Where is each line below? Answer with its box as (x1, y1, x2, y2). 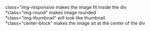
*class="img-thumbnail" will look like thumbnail (5, 15, 105, 20)
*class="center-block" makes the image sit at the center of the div (5, 20, 145, 26)
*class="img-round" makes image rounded (5, 9, 96, 15)
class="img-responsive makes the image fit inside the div (5, 4, 127, 10)
